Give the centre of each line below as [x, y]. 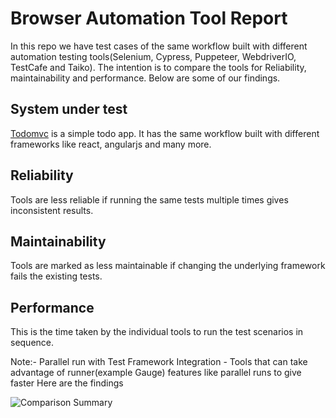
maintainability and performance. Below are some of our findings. [145, 78]
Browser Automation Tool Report [149, 18]
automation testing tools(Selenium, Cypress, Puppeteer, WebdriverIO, [153, 56]
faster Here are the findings [67, 383]
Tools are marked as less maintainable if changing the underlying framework [168, 266]
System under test [69, 109]
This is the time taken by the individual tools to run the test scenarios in [157, 332]
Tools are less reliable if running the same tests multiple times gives [149, 199]
